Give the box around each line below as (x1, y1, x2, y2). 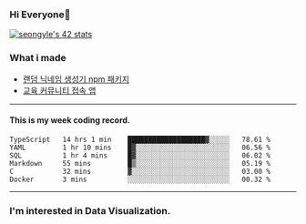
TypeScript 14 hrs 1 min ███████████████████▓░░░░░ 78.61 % (9, 135, 271, 144)
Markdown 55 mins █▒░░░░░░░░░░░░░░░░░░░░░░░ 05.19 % (9, 158, 271, 168)
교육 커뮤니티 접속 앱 (22, 85, 97, 96)
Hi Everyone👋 (9, 8, 71, 21)
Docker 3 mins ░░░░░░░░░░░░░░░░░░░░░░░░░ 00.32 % (9, 175, 271, 184)
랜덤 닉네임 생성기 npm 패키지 (22, 73, 130, 85)
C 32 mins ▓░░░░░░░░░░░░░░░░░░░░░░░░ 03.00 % (9, 167, 271, 176)
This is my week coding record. (9, 115, 130, 126)
